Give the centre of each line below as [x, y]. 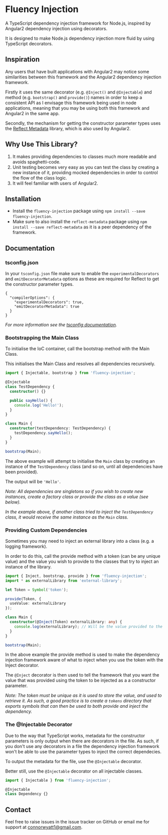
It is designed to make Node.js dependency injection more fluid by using [80, 38]
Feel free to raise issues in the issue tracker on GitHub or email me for [77, 822]
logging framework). [26, 546]
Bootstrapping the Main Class [42, 338]
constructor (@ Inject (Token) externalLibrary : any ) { [66, 622]
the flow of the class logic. [40, 178]
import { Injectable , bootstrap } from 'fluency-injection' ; [70, 373]
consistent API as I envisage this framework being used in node [71, 103]
